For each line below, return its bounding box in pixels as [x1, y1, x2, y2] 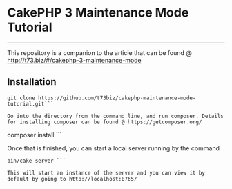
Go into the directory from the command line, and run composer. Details [7, 112, 224, 119]
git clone [7, 94, 36, 101]
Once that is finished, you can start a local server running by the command [7, 143, 220, 152]
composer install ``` [7, 130, 62, 139]
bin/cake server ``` [7, 157, 67, 164]
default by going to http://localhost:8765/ [7, 175, 137, 182]
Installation [7, 76, 57, 88]
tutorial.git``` [7, 100, 54, 108]
